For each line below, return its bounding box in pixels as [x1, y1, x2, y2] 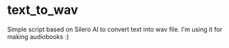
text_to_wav [7, 2, 78, 18]
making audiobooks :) [7, 32, 69, 40]
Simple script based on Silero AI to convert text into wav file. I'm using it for [7, 25, 223, 33]
